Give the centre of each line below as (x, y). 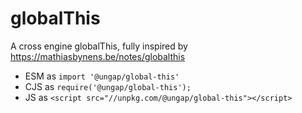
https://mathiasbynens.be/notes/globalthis (98, 56)
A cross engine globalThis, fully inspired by (99, 46)
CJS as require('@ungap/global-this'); (108, 86)
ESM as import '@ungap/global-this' (102, 76)
